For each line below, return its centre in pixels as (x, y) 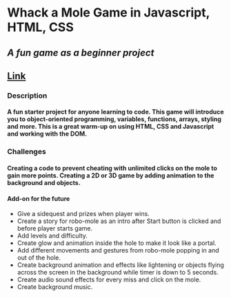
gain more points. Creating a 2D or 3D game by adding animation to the (111, 175)
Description (27, 96)
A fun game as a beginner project (81, 53)
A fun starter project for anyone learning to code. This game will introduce (115, 112)
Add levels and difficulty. (52, 236)
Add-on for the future (39, 198)
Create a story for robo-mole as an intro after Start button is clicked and (119, 221)
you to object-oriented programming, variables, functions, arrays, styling (114, 119)
